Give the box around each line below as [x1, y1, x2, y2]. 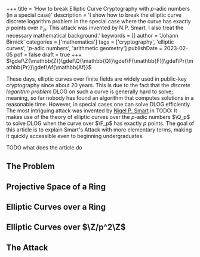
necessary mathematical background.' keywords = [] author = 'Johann [6, 32, 179, 39]
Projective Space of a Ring [6, 182, 106, 192]
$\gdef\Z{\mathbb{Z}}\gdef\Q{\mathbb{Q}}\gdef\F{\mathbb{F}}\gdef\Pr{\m [6, 57, 194, 65]
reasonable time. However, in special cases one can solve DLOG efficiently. [6, 100, 192, 108]
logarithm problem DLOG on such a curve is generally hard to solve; [6, 88, 173, 95]
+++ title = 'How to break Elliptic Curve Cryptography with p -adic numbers [6, 5, 190, 12]
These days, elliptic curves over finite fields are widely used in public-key [6, 75, 187, 82]
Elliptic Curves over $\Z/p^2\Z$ [6, 222, 127, 232]
